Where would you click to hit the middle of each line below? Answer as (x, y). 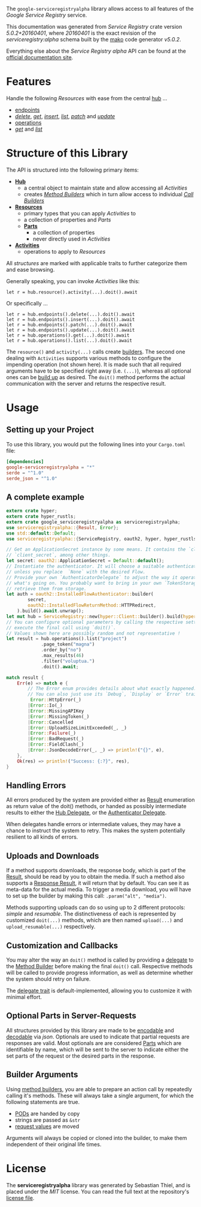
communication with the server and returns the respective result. (86, 383)
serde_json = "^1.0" (32, 478)
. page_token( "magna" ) (68, 644)
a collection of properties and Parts (67, 220)
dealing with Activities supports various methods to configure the (89, 358)
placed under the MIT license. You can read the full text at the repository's (98, 1191)
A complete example (45, 497)
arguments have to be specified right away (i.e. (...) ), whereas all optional (99, 371)
